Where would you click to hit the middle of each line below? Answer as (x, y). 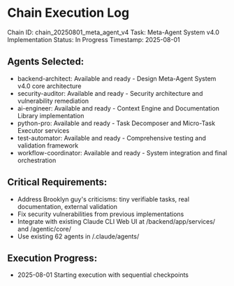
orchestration (37, 160)
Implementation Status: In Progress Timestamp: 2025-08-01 (94, 39)
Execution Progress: (52, 258)
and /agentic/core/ (44, 229)
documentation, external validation (67, 206)
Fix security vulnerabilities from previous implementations (101, 214)
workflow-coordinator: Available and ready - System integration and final (122, 152)
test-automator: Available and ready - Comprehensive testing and (111, 138)
